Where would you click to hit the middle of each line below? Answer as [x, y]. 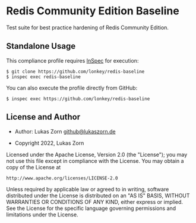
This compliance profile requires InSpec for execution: [72, 60]
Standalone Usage [41, 46]
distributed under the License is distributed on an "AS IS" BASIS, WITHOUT [98, 196]
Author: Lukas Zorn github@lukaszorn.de [65, 131]
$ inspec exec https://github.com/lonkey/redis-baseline [78, 99]
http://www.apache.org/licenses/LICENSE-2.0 [62, 178]
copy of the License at [34, 167]
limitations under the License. [42, 214]
